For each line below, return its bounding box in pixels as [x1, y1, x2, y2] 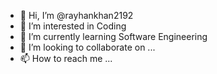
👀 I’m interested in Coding [19, 20, 127, 32]
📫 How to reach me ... [19, 53, 113, 64]
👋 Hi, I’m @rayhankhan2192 [19, 10, 134, 21]
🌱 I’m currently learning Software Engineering [19, 31, 208, 42]
